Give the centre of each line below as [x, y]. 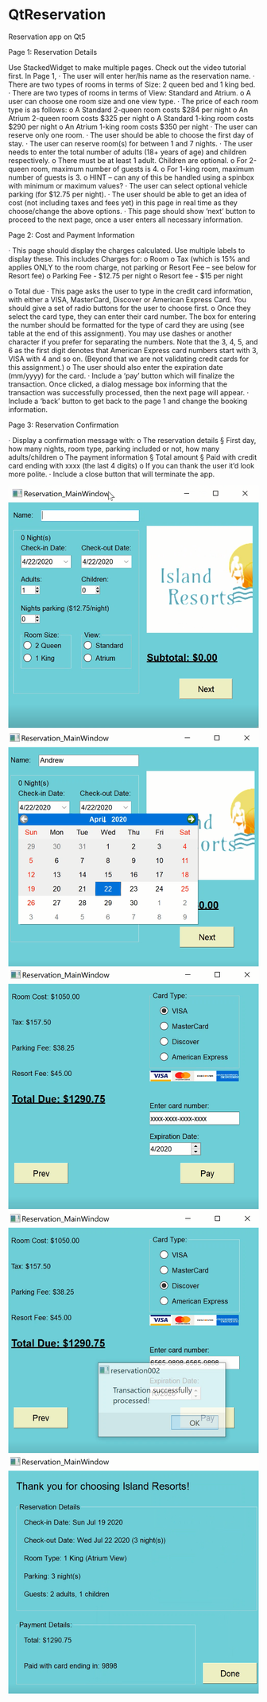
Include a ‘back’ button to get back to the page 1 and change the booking [128, 401]
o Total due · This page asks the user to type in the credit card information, [131, 291]
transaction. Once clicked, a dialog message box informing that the [118, 384]
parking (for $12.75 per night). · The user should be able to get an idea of [128, 194]
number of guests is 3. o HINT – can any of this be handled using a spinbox [131, 177]
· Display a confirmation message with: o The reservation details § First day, [132, 440]
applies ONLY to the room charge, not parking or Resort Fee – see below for [132, 267]
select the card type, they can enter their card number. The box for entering [132, 317]
